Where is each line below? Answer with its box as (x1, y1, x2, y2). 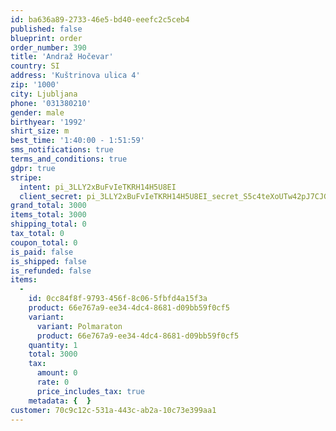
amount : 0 (36, 368, 78, 378)
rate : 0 (36, 377, 70, 387)
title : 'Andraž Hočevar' (10, 52, 114, 62)
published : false (10, 24, 83, 34)
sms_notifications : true (10, 145, 114, 155)
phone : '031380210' (10, 98, 92, 108)
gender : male (10, 107, 65, 118)
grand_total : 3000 (10, 201, 87, 211)
